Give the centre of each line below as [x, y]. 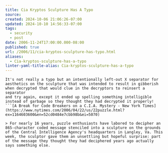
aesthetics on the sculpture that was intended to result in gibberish [82, 84]
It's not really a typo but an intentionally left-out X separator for [82, 80]
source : [13, 15]
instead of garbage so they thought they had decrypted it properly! [80, 102]
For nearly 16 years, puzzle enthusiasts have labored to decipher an [85, 123]
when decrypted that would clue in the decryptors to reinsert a [75, 88]
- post [17, 38]
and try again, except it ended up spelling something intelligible [78, 97]
